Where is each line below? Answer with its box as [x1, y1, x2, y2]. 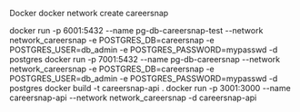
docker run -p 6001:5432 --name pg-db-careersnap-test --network [9, 25, 264, 35]
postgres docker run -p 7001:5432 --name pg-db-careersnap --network [9, 54, 280, 64]
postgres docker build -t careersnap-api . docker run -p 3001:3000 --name [9, 83, 291, 93]
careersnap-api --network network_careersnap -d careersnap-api [9, 92, 257, 103]
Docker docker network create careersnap [9, 8, 169, 18]
